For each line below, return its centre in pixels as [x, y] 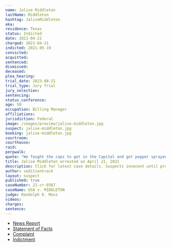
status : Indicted [24, 34]
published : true [22, 181]
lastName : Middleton [27, 15]
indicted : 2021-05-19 [28, 48]
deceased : [16, 72]
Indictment [24, 239]
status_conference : [26, 100]
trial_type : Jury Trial [31, 86]
